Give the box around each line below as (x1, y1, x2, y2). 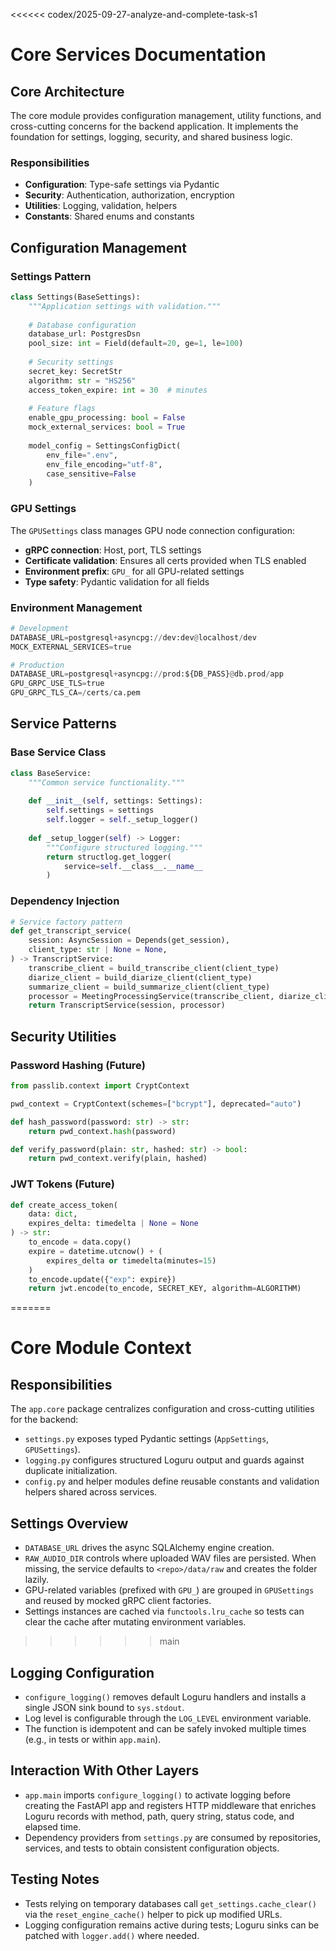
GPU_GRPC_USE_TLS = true (10, 679, 105, 689)
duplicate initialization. (24, 1465, 118, 1477)
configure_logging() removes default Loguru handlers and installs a (24, 1690, 307, 1703)
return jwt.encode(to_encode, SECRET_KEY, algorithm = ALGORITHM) (28, 1284, 302, 1294)
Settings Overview (10, 1515, 129, 1532)
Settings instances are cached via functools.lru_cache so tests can (24, 1605, 305, 1618)
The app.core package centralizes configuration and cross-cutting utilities (10, 1403, 315, 1415)
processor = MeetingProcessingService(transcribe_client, (28, 991, 275, 1001)
